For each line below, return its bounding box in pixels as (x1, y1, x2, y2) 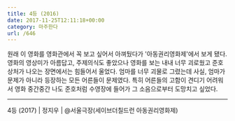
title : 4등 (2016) (7, 10, 59, 17)
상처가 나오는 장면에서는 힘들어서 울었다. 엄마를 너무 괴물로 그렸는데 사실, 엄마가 (7, 67, 226, 76)
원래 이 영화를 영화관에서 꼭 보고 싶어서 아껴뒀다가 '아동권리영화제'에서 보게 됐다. (7, 50, 227, 58)
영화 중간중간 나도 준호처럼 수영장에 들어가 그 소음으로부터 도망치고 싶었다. (14, 85, 218, 93)
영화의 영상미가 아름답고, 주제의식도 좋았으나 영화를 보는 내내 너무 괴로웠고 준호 (7, 59, 224, 67)
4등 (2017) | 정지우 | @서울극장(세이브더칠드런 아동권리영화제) (7, 106, 178, 115)
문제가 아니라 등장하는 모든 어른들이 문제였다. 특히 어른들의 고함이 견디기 (7, 76, 205, 85)
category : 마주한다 (7, 23, 58, 30)
